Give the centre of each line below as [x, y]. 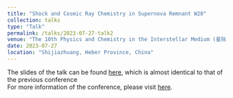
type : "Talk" [26, 26]
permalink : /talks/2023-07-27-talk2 [60, 33]
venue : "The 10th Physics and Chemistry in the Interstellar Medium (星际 [117, 40]
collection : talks [34, 20]
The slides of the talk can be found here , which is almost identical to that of [115, 72]
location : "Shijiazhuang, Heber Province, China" [81, 53]
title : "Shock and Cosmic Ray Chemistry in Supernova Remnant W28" [107, 14]
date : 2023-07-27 [32, 46]
